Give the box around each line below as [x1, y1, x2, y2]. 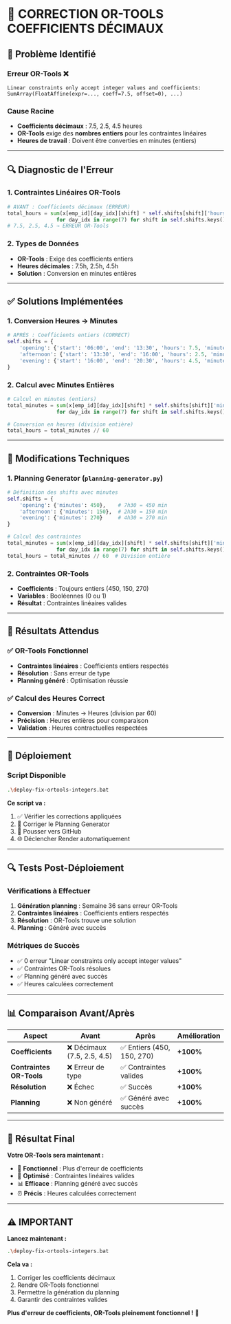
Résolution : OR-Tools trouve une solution [16, 916, 136, 924]
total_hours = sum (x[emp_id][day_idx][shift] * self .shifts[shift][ [7, 210, 208, 217]
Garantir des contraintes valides [16, 1295, 108, 1303]
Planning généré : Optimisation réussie [16, 676, 129, 684]
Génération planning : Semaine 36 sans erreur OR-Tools [16, 902, 178, 910]
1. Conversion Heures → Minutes [7, 316, 118, 325]
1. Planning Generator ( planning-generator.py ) [7, 473, 164, 483]
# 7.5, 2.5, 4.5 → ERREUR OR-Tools [7, 223, 109, 230]
